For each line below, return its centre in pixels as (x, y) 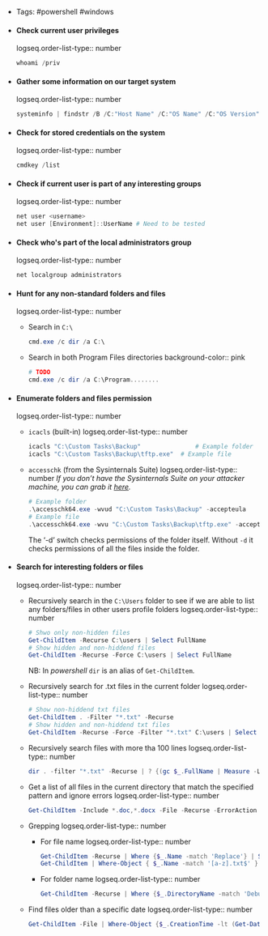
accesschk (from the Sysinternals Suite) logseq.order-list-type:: (133, 470)
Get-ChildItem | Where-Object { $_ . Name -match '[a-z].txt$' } (149, 864)
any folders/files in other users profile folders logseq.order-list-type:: (143, 609)
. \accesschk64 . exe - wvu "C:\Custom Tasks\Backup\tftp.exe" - (133, 524)
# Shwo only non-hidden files (79, 632)
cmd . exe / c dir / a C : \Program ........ (94, 380)
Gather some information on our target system (96, 81)
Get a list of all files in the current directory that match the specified (141, 787)
